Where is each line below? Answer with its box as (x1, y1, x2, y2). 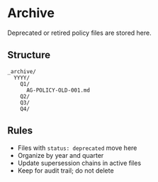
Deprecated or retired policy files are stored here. (7, 28, 152, 37)
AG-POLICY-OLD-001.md (26, 87, 91, 94)
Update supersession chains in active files (17, 159, 142, 167)
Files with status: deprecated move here (17, 144, 137, 152)
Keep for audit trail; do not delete (17, 166, 115, 175)
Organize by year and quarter (17, 151, 104, 159)
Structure (7, 49, 51, 61)
